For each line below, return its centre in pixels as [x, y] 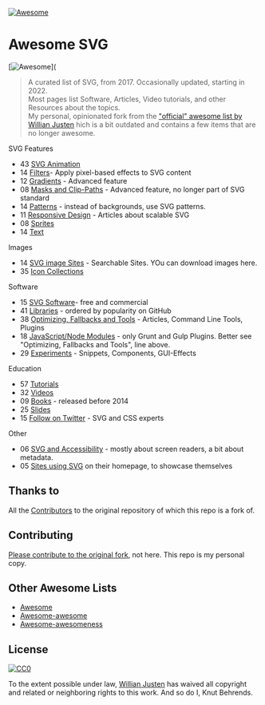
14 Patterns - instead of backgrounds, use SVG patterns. [113, 206]
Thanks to [34, 491]
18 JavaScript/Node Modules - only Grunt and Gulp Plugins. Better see [136, 336]
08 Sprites [37, 223]
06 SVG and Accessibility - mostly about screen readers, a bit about [132, 449]
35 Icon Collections [51, 271]
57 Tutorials [39, 384]
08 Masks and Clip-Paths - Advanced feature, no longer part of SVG [132, 189]
